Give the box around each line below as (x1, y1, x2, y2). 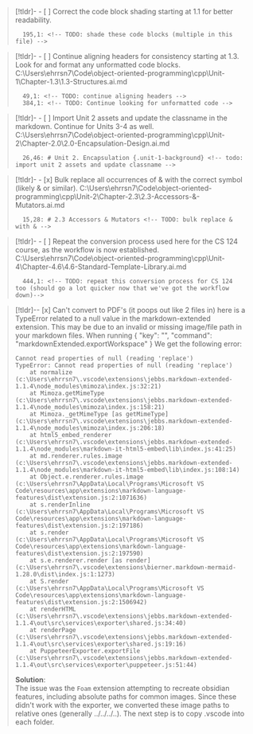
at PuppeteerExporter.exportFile (29, 647, 141, 655)
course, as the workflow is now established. (14, 245, 160, 254)
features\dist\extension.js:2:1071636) (14, 494, 148, 502)
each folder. (14, 717, 55, 727)
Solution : (14, 675, 46, 684)
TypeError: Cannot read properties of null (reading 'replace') (14, 361, 233, 369)
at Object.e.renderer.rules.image (29, 473, 144, 481)
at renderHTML (29, 605, 76, 613)
